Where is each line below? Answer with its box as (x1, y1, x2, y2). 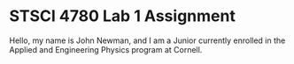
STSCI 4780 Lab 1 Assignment (9, 6, 236, 26)
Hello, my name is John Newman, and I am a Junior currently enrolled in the (9, 35, 286, 46)
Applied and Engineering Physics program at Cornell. (9, 44, 203, 54)
